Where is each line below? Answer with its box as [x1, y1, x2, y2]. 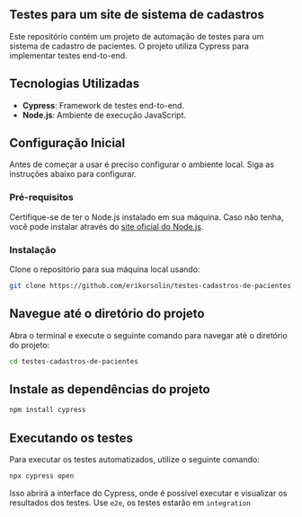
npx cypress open [9, 471, 75, 481]
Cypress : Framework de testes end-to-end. [22, 100, 185, 110]
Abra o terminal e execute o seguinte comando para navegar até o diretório [9, 329, 288, 340]
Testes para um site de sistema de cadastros [9, 7, 265, 22]
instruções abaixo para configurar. [9, 169, 137, 180]
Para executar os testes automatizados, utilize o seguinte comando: [9, 454, 261, 465]
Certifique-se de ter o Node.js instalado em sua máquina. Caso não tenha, [9, 211, 284, 223]
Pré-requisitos [9, 191, 74, 204]
